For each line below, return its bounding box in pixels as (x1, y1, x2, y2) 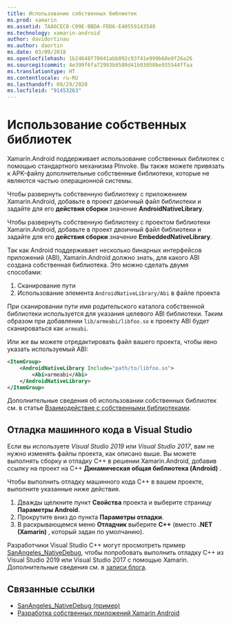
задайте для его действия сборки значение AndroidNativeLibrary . (7, 205, 205, 213)
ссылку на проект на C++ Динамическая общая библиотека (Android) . (7, 464, 222, 473)
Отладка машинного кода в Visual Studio (7, 424, 193, 435)
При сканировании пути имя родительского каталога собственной (7, 302, 205, 311)
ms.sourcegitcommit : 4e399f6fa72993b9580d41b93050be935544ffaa (7, 62, 193, 68)
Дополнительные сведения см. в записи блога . (7, 563, 147, 571)
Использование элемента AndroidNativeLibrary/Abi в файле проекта (17, 289, 221, 297)
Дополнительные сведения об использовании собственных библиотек (7, 397, 217, 405)
